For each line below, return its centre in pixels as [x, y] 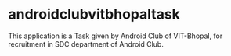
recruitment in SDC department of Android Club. [86, 44]
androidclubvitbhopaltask [94, 14]
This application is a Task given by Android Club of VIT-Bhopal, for [115, 36]
